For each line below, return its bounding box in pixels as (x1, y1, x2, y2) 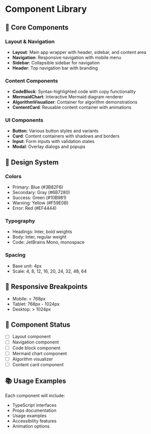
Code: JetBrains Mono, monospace (12, 239, 85, 245)
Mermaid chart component (12, 350, 67, 356)
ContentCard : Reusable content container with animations (12, 104, 132, 110)
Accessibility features (12, 418, 57, 424)
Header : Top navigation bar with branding (12, 65, 98, 71)
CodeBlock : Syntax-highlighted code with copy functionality (12, 89, 136, 95)
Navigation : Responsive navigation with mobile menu (12, 54, 121, 60)
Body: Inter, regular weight (12, 234, 67, 240)
